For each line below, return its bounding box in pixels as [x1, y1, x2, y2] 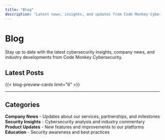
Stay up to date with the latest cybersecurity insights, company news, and [5, 49, 155, 55]
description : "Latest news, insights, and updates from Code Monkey [5, 12, 148, 17]
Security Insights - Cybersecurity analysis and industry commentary [5, 119, 145, 125]
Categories [5, 100, 40, 109]
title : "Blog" [5, 7, 34, 12]
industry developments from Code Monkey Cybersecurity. [5, 55, 123, 60]
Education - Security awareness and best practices [5, 129, 110, 135]
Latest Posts [5, 68, 44, 77]
